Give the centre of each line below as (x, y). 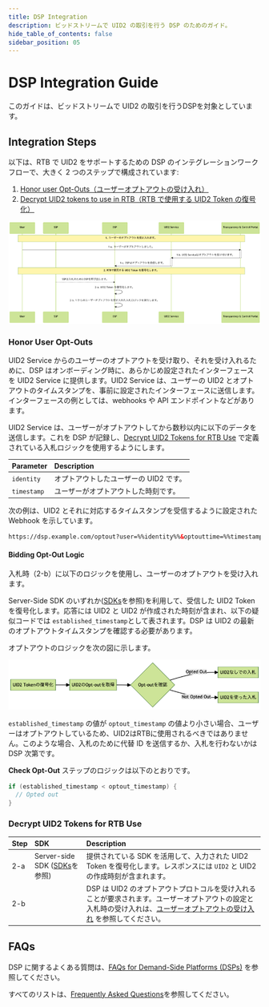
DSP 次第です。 (34, 753)
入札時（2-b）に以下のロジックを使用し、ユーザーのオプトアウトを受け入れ (133, 574)
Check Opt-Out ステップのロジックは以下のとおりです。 (101, 770)
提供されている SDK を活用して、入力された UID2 (167, 856)
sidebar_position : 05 (44, 42)
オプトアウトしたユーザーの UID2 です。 (120, 479)
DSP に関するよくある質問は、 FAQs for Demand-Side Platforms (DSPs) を (130, 967)
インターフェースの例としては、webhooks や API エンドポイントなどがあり (132, 401)
